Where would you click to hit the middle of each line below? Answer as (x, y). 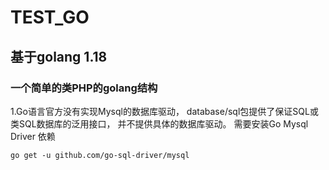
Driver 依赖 (33, 136)
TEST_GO (50, 17)
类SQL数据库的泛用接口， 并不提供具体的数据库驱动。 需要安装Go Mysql (159, 123)
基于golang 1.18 (59, 56)
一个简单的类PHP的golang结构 (84, 88)
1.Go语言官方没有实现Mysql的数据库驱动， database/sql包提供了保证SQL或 (164, 111)
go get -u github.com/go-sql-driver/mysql (100, 155)
